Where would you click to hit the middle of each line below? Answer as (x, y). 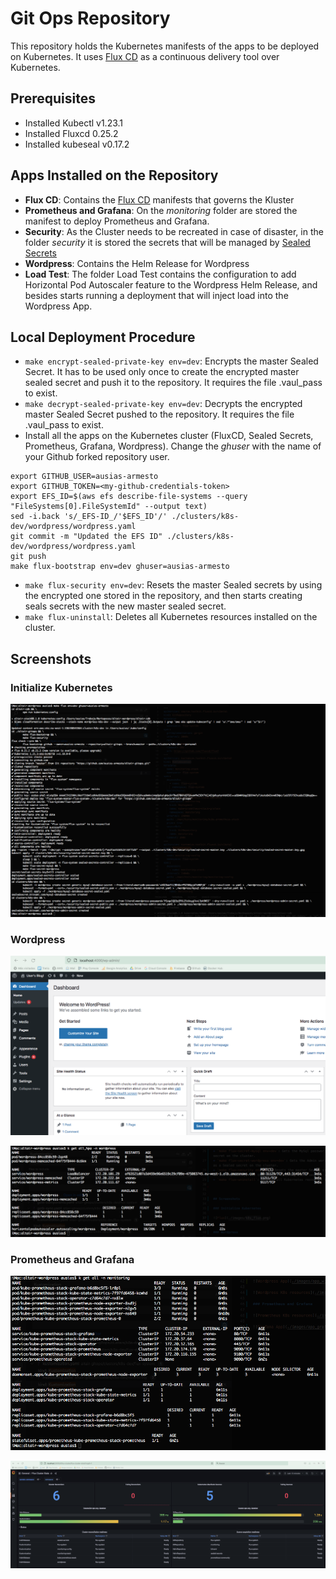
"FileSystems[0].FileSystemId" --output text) (109, 507)
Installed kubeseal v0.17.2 (77, 144)
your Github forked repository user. (97, 457)
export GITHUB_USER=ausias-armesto (84, 477)
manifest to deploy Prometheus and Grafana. (117, 221)
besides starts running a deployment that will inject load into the (156, 295)
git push (28, 557)
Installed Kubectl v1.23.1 (74, 123)
